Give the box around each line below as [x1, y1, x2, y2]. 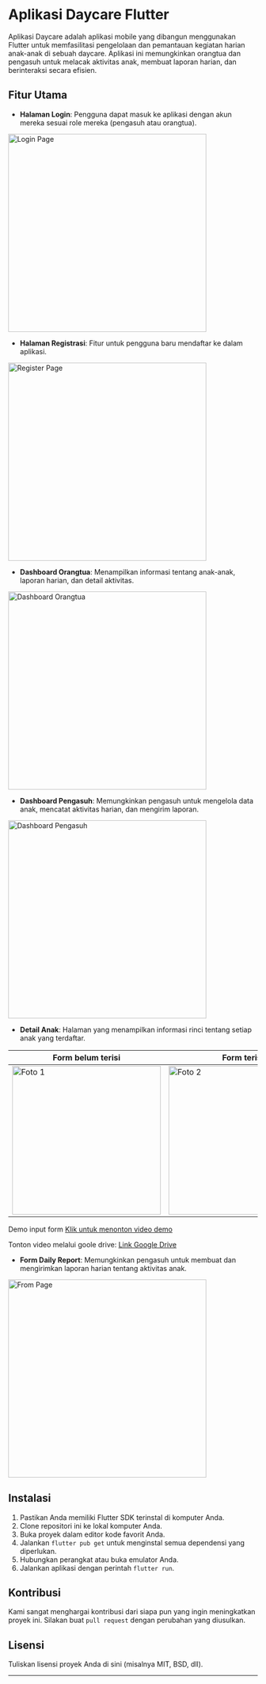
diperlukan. [19, 1546, 57, 1556]
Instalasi [8, 1491, 51, 1505]
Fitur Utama [8, 89, 68, 102]
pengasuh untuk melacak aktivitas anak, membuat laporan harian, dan [8, 57, 237, 67]
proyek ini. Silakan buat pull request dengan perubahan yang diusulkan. [8, 1615, 246, 1625]
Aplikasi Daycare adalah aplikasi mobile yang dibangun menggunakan [8, 32, 236, 41]
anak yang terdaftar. [19, 1033, 85, 1043]
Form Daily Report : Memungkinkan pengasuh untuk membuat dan [19, 1254, 236, 1265]
